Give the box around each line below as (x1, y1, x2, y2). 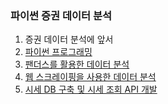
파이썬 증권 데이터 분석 (10, 8, 113, 22)
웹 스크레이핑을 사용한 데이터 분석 (24, 71, 157, 83)
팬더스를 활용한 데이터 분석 (24, 58, 130, 71)
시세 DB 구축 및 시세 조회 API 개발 (24, 83, 158, 96)
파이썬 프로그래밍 (24, 46, 93, 58)
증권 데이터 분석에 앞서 (24, 33, 114, 46)
